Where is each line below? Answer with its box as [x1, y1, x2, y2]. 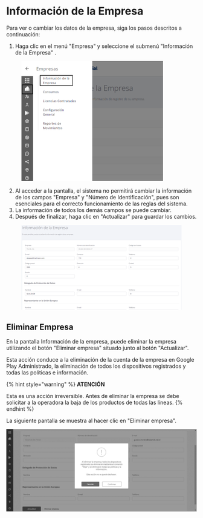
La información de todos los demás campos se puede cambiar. [14, 206, 172, 213]
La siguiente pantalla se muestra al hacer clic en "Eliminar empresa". [6, 417, 177, 425]
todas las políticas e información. [6, 369, 89, 376]
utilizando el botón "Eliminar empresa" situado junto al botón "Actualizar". [6, 344, 189, 352]
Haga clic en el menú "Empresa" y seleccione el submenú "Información [14, 42, 193, 50]
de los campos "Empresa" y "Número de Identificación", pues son [14, 193, 179, 201]
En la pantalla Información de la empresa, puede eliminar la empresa [6, 338, 177, 345]
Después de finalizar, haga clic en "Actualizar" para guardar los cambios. [14, 213, 197, 220]
